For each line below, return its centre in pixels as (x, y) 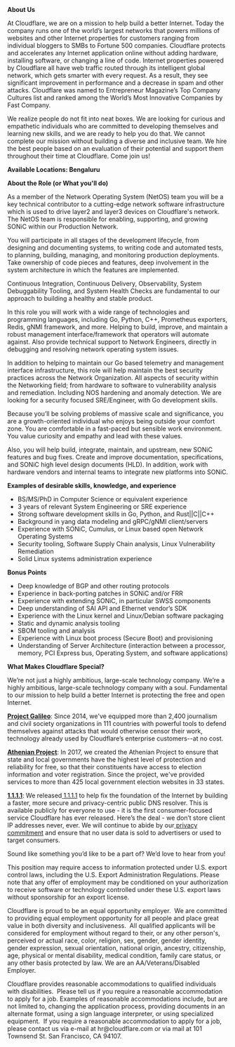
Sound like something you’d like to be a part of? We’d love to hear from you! (116, 854)
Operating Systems (45, 536)
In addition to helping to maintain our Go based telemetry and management (116, 363)
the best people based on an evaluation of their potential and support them (116, 148)
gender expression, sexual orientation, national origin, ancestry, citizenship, (116, 948)
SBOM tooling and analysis (56, 630)
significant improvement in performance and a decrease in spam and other (115, 83)
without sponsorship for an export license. (68, 897)
